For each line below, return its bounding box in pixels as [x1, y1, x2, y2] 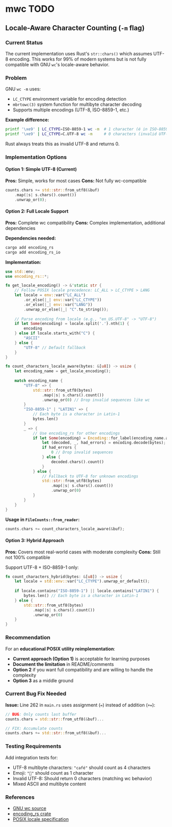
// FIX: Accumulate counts [5, 726, 63, 731]
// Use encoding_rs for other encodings [32, 431, 120, 436]
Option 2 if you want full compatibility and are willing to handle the [12, 666, 154, 672]
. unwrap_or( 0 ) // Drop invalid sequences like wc [41, 397, 150, 402]
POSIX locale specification [12, 816, 69, 822]
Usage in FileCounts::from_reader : [5, 516, 80, 523]
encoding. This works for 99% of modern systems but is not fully [9, 56, 147, 62]
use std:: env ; [5, 269, 36, 274]
